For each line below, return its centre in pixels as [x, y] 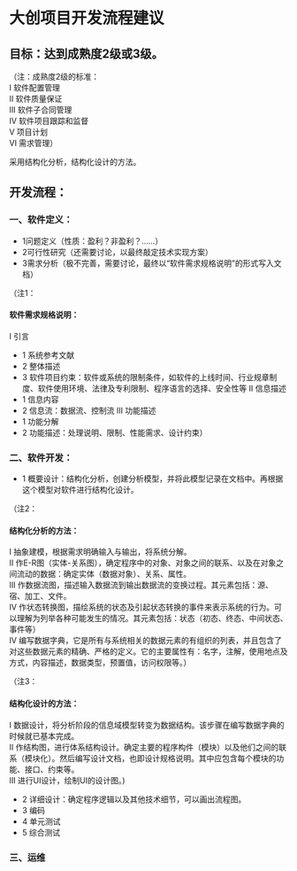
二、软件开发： [41, 457]
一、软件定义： [41, 220]
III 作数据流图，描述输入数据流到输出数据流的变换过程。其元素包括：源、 [141, 585]
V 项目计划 [29, 132]
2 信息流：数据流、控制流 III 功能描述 [89, 410]
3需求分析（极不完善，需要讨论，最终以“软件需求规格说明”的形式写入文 [152, 263]
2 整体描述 [41, 366]
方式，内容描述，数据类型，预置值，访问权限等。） [100, 663]
